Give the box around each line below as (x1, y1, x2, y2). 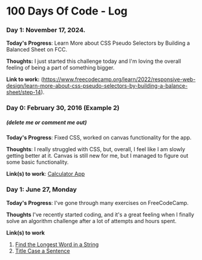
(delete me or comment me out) (6, 119, 87, 126)
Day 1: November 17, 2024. (6, 26, 86, 34)
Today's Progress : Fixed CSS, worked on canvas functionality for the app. (6, 134, 192, 141)
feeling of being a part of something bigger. (6, 64, 115, 71)
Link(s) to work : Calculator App (6, 171, 85, 178)
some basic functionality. (6, 158, 69, 166)
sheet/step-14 (6, 89, 41, 96)
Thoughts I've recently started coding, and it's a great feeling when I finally (6, 210, 195, 218)
